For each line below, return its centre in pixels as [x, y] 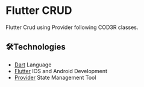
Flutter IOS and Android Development [61, 71]
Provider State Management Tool [55, 77]
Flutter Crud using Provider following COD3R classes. [72, 27]
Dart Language [33, 65]
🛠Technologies [36, 47]
